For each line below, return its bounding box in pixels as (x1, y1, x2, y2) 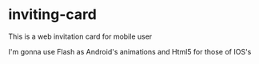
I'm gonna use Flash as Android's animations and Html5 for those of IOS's (8, 47, 252, 56)
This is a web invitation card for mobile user (8, 32, 153, 41)
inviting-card (8, 6, 98, 24)
